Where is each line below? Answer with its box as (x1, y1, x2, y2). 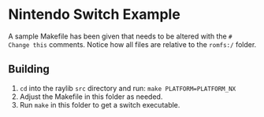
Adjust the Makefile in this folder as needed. (19, 92, 163, 101)
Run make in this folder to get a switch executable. (19, 100, 180, 109)
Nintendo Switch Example (8, 5, 181, 24)
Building (8, 63, 50, 76)
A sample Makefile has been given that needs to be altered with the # (8, 31, 232, 41)
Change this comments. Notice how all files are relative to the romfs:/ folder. (8, 39, 257, 49)
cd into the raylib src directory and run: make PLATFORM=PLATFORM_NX (19, 83, 236, 93)
